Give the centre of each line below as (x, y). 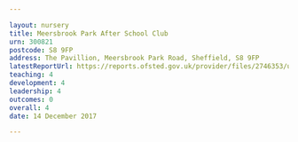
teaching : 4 (31, 75)
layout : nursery (39, 25)
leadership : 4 (35, 91)
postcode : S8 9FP (41, 50)
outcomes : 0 (31, 99)
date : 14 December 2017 (53, 116)
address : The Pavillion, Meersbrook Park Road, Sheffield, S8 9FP (134, 59)
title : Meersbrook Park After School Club (89, 33)
